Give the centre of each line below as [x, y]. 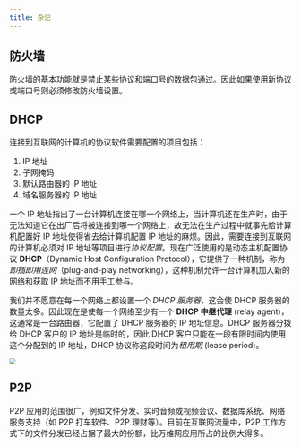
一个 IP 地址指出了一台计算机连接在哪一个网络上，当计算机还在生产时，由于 [149, 214]
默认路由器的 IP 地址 [60, 184]
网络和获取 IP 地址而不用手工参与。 [74, 281]
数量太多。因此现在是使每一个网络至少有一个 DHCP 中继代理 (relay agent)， [149, 311]
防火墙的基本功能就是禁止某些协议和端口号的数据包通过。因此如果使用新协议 [150, 79]
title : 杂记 [30, 18]
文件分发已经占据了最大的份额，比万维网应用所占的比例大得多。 [150, 433]
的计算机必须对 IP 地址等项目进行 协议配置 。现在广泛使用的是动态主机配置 [145, 248]
